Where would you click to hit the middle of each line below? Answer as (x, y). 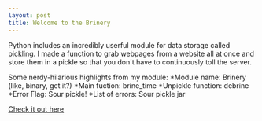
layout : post (30, 15)
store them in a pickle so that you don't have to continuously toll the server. (130, 62)
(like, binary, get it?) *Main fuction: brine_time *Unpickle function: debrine (129, 85)
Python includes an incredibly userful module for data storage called (119, 45)
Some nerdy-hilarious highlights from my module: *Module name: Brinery (127, 77)
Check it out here (36, 109)
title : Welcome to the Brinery (59, 23)
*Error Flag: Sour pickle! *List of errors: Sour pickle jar (97, 93)
